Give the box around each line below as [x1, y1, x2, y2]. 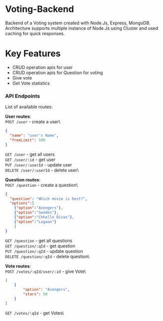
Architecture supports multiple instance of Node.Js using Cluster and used [5, 25, 159, 31]
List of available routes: [5, 104, 53, 110]
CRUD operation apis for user [12, 64, 73, 70]
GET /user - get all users [5, 151, 55, 157]
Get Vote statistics [12, 80, 50, 86]
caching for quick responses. [5, 30, 65, 36]
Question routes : [5, 176, 41, 182]
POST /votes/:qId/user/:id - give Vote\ [5, 268, 86, 274]
